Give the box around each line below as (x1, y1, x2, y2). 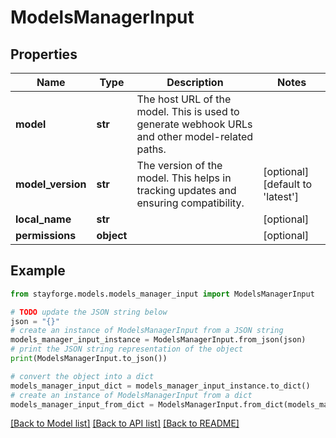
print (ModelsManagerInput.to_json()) (10, 354, 168, 364)
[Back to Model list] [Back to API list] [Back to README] (10, 417, 240, 430)
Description (166, 76, 224, 89)
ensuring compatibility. (136, 196, 245, 210)
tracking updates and (136, 184, 237, 197)
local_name (15, 212, 72, 226)
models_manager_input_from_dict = (10, 399, 155, 410)
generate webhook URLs (136, 117, 253, 131)
